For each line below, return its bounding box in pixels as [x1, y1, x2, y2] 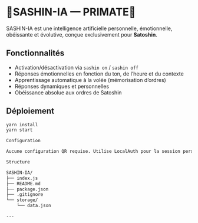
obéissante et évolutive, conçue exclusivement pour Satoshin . [6, 31, 157, 38]
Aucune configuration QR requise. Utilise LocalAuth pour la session [6, 149, 181, 155]
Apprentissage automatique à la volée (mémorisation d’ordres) [14, 76, 166, 83]
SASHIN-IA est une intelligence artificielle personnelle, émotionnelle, [6, 25, 173, 32]
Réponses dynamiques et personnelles [14, 83, 110, 90]
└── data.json [16, 203, 51, 209]
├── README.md [6, 181, 41, 186]
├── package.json [6, 186, 49, 192]
